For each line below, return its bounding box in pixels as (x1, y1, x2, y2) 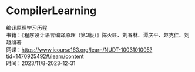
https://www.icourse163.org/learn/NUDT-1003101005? (21, 46, 153, 53)
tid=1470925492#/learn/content (6, 53, 84, 60)
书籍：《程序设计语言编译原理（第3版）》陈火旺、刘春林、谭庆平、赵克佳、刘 (6, 31, 190, 39)
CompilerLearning (6, 4, 97, 18)
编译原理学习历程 (6, 24, 48, 31)
